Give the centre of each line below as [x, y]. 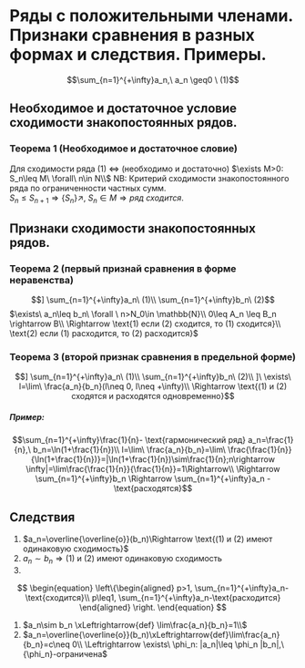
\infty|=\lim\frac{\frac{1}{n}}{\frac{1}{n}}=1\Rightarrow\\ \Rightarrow [153, 469]
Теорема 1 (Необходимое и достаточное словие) [124, 149]
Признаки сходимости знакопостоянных [133, 228]
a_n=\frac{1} [270, 440]
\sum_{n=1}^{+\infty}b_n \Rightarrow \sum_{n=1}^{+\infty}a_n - [153, 478]
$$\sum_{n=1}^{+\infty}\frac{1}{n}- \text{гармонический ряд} [129, 440]
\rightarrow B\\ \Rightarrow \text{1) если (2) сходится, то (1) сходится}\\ [145, 324]
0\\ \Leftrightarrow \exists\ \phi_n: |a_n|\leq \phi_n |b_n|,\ [178, 644]
